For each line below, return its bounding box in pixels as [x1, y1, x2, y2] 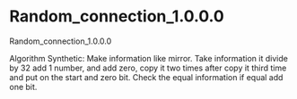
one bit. [9, 81, 38, 92]
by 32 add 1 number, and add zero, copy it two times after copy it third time [9, 62, 287, 73]
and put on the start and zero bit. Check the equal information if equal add [9, 71, 284, 82]
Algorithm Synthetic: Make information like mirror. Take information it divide [9, 53, 289, 63]
